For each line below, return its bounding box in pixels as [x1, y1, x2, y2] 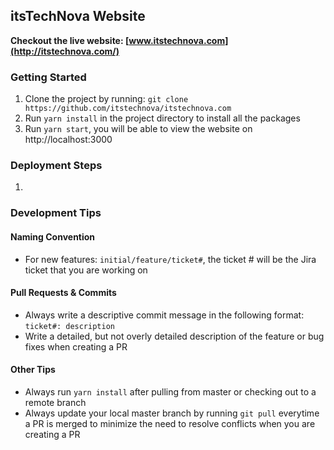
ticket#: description [24, 321, 115, 331]
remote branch [24, 396, 87, 408]
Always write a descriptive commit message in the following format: [24, 309, 305, 321]
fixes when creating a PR [24, 340, 128, 353]
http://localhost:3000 [24, 134, 113, 146]
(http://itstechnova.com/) [10, 45, 120, 57]
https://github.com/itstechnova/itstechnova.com [24, 104, 232, 114]
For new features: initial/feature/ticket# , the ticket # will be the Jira [24, 253, 317, 265]
